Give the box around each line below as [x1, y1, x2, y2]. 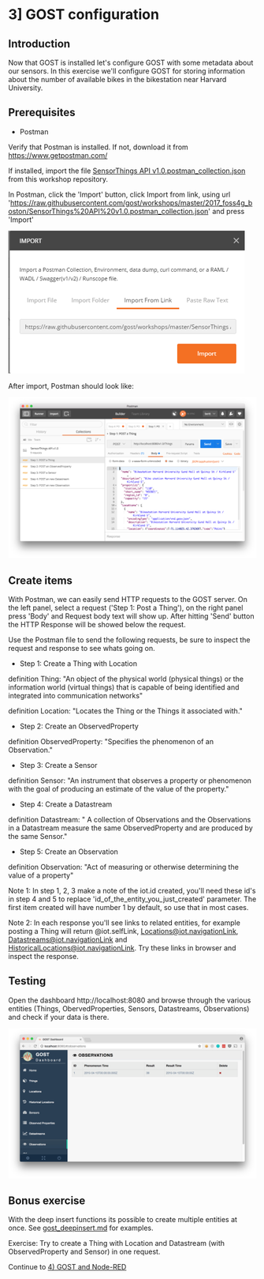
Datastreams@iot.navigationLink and [8, 935, 128, 944]
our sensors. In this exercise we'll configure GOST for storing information [8, 66, 246, 76]
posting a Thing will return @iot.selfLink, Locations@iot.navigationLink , [8, 926, 239, 935]
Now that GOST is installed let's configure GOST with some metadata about [8, 58, 254, 67]
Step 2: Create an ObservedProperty [19, 721, 139, 731]
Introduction [8, 37, 71, 51]
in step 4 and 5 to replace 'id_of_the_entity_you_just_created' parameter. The [8, 894, 257, 904]
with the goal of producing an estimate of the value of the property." [8, 784, 229, 793]
